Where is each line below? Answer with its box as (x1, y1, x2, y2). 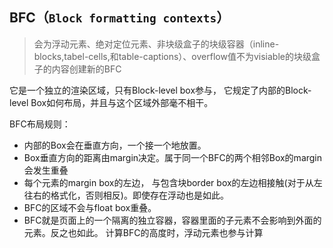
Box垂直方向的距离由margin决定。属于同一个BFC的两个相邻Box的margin (23, 151, 323, 163)
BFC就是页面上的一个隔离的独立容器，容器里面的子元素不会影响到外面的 (23, 214, 322, 226)
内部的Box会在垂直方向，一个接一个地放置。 (23, 139, 207, 151)
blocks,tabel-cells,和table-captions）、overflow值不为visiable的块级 (33, 50, 312, 62)
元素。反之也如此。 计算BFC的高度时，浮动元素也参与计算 (23, 226, 264, 238)
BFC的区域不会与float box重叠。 (23, 201, 157, 213)
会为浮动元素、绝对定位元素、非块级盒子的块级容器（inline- (33, 38, 280, 50)
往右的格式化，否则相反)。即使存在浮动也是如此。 (23, 189, 229, 201)
